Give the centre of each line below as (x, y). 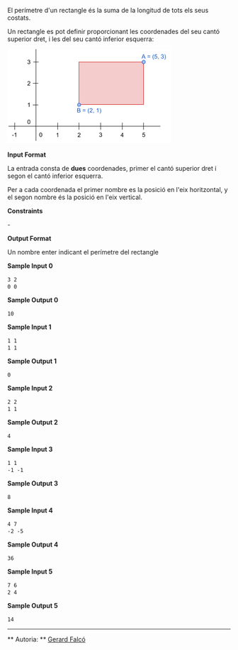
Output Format (29, 238)
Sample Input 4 (30, 510)
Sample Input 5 (30, 571)
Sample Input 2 (30, 388)
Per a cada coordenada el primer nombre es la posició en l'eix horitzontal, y (118, 190)
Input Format (27, 155)
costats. (19, 18)
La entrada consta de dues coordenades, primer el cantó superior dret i (112, 168)
